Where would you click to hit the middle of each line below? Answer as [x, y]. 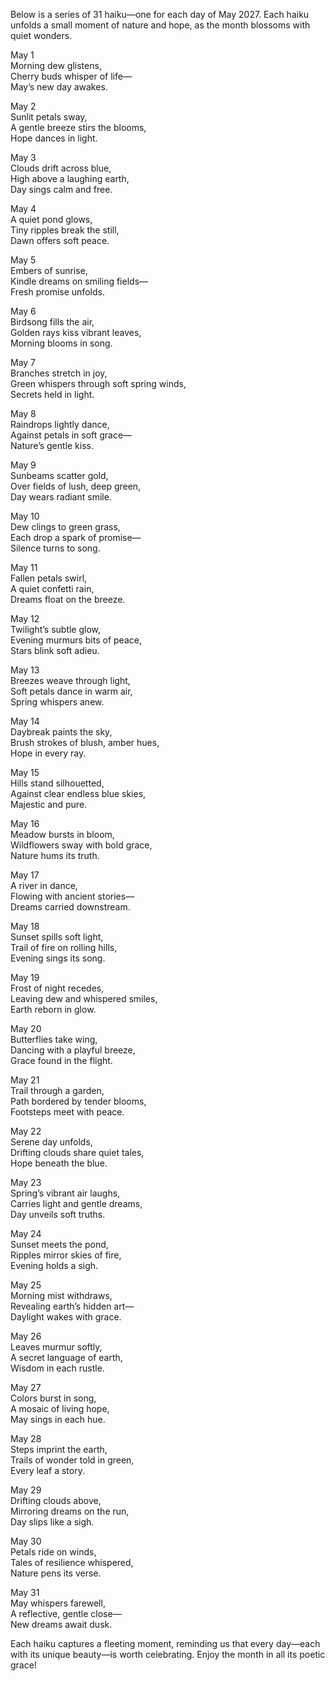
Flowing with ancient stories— [72, 896]
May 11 [24, 567]
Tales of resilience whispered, [72, 1562]
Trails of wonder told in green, [72, 1460]
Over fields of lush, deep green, [76, 486]
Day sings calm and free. [61, 189]
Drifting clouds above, [56, 1500]
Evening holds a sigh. [54, 1265]
